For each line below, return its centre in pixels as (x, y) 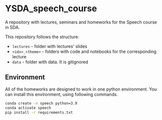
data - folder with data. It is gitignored (50, 62)
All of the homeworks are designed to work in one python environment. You (81, 89)
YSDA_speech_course (51, 9)
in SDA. (12, 27)
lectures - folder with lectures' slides (50, 46)
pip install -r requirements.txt (39, 112)
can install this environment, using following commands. (61, 94)
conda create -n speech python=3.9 (41, 103)
